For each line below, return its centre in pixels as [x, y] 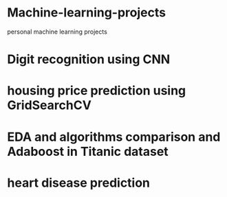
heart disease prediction [78, 183]
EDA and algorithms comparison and [114, 137]
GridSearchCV [49, 105]
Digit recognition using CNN [89, 59]
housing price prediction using [97, 91]
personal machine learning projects [57, 32]
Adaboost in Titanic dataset [88, 151]
